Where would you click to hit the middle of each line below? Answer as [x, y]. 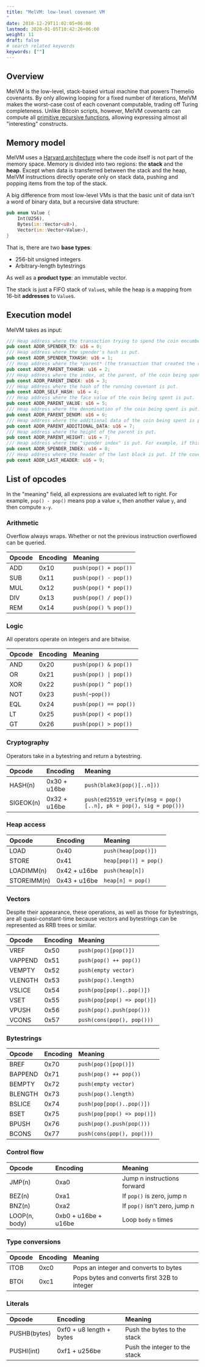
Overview [25, 77]
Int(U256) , [31, 219]
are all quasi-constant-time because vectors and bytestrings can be [92, 919]
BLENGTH [24, 1094]
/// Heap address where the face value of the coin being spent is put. [101, 398]
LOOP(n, [22, 1216]
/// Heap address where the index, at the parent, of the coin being [97, 375]
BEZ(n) [20, 1196]
